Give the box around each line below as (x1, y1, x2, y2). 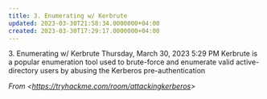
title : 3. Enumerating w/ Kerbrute (8, 11, 128, 20)
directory (8, 66, 39, 76)
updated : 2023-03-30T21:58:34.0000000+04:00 (8, 19, 160, 27)
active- (236, 57, 260, 67)
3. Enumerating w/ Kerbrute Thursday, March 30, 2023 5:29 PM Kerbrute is (8, 49, 258, 59)
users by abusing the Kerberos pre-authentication (39, 66, 206, 76)
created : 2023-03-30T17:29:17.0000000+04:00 (8, 27, 160, 35)
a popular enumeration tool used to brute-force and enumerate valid (8, 57, 235, 67)
